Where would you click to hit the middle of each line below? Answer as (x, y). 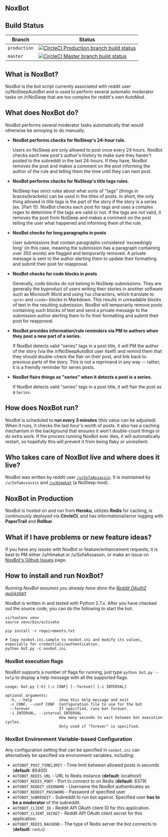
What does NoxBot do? (42, 113)
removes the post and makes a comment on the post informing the (81, 166)
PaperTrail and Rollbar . (29, 522)
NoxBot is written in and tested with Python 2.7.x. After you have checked (81, 603)
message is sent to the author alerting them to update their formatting (85, 259)
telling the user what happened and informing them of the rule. (77, 223)
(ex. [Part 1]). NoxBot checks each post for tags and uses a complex (83, 207)
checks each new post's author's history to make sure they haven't (82, 155)
